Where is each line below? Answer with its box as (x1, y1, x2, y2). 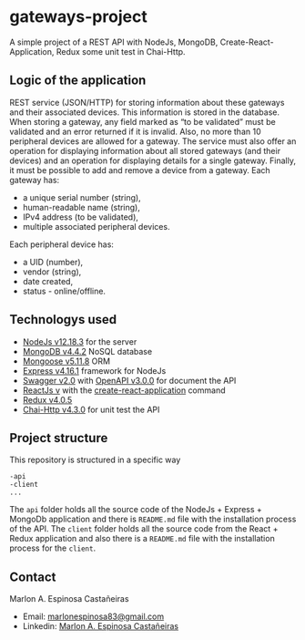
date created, (22, 275, 74, 286)
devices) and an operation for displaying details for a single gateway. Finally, (9, 155, 296, 166)
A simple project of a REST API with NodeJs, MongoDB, (9, 36, 219, 47)
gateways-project (9, 6, 147, 27)
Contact (9, 569, 56, 584)
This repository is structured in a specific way (9, 454, 181, 466)
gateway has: (9, 174, 60, 185)
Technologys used (9, 312, 117, 327)
